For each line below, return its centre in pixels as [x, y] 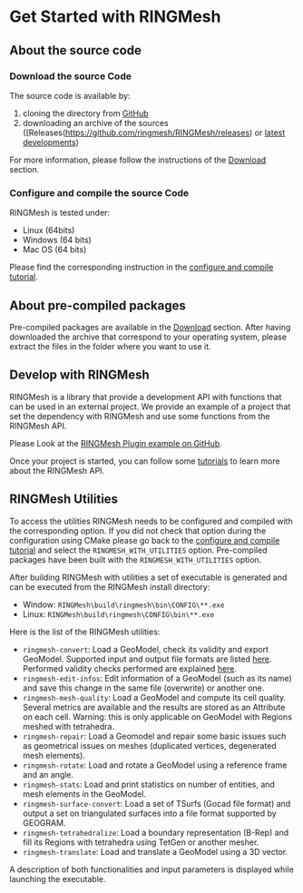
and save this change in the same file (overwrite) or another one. [143, 688]
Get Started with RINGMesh [115, 17]
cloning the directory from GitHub [85, 113]
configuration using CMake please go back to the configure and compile [145, 540]
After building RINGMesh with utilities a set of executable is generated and [148, 577]
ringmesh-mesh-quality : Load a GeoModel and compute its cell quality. [154, 697]
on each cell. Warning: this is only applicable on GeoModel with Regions [157, 716]
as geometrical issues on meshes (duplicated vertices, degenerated [149, 745]
